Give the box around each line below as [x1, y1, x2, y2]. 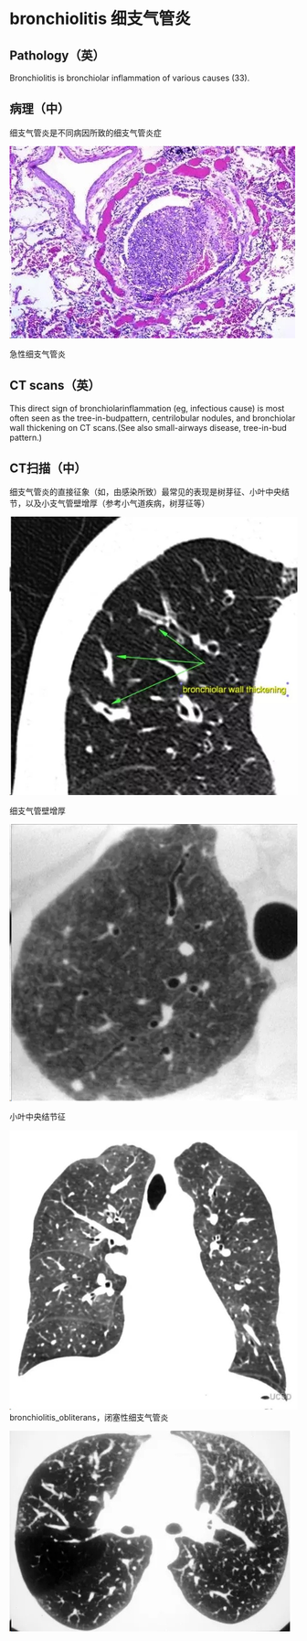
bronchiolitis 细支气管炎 [9, 8, 191, 29]
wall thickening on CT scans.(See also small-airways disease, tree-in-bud [9, 422, 288, 433]
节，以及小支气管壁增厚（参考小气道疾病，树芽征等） [9, 498, 210, 509]
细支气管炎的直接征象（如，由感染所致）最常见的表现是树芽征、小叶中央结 [9, 487, 290, 498]
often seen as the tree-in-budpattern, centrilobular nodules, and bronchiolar [9, 413, 296, 424]
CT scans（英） [9, 378, 101, 393]
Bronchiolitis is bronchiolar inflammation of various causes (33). [9, 72, 250, 83]
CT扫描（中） [9, 461, 87, 477]
